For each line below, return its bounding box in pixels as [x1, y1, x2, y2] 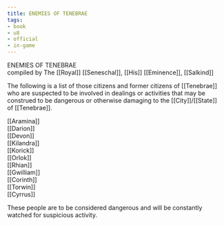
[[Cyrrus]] [7, 190, 36, 198]
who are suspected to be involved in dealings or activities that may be [7, 89, 205, 97]
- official [7, 36, 39, 43]
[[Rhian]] [7, 161, 32, 169]
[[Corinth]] [7, 176, 37, 183]
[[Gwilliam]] [7, 168, 41, 176]
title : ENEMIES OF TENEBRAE [7, 10, 88, 17]
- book [7, 23, 26, 30]
